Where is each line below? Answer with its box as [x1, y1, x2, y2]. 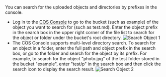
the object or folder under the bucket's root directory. [12, 35, 122, 40]
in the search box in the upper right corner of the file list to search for [12, 30, 155, 35]
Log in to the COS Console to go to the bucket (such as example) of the [12, 19, 159, 25]
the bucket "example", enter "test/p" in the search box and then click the [12, 61, 161, 67]
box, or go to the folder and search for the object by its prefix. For [12, 50, 147, 56]
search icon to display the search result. [12, 66, 94, 72]
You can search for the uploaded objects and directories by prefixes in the [5, 4, 158, 10]
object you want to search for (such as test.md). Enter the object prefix [12, 24, 158, 30]
